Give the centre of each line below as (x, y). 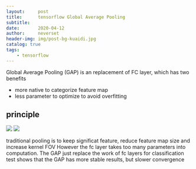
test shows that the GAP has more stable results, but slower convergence (95, 160)
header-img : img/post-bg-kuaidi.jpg (51, 39)
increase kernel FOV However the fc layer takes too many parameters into (96, 147)
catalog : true (24, 45)
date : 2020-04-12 (35, 28)
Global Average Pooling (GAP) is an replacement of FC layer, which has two (98, 72)
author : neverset (33, 34)
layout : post (27, 11)
